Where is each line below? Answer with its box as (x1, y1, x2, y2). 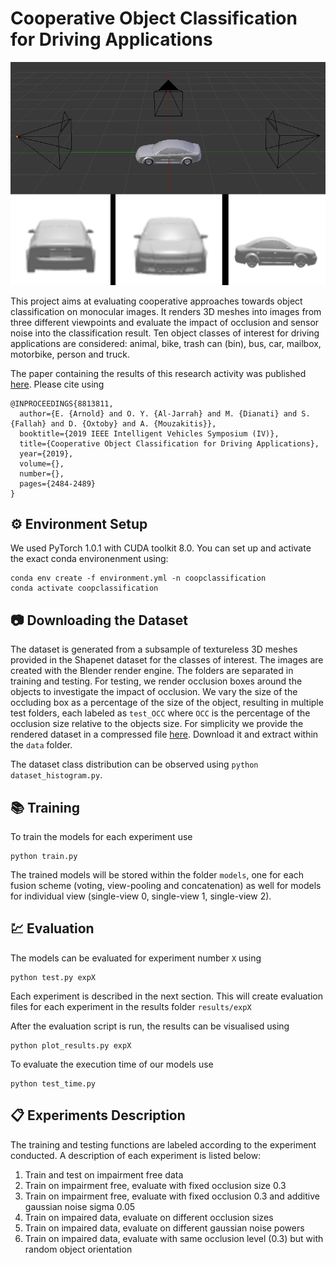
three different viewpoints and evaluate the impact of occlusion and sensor (10, 316, 320, 328)
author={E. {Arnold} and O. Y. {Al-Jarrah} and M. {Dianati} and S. (19, 408, 311, 419)
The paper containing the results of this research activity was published (10, 367, 307, 379)
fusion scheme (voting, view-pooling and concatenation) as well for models (10, 880, 322, 892)
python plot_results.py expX (10, 1040, 132, 1051)
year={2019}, (19, 448, 74, 459)
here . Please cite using (10, 378, 105, 390)
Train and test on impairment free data (24, 1168, 184, 1181)
